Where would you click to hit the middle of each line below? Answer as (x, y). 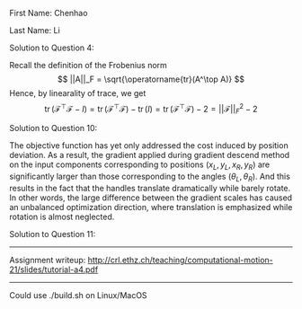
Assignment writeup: (48, 260)
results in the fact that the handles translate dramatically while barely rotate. (150, 189)
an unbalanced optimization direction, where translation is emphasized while (151, 207)
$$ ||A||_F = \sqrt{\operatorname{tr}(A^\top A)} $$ (151, 79)
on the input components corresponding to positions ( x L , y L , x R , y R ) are (140, 166)
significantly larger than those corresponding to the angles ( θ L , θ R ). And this (150, 177)
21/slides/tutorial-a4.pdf (54, 269)
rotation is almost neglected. (62, 217)
